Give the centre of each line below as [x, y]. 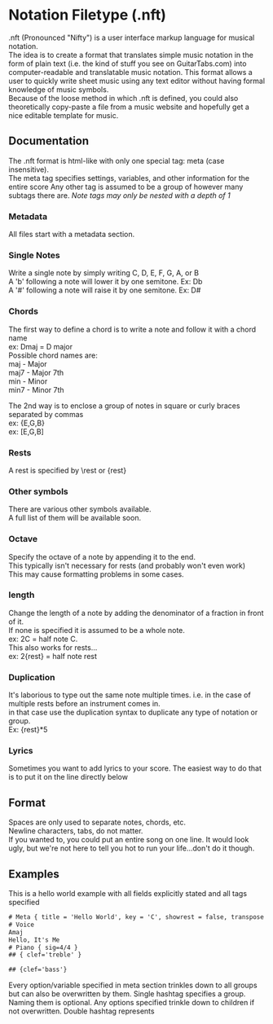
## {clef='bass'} [38, 970]
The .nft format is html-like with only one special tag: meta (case [117, 160]
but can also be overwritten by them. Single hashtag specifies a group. [127, 994]
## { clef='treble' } [45, 955]
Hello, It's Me [34, 940]
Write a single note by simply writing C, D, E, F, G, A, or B [104, 273]
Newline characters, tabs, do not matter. [76, 831]
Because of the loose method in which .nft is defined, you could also [123, 98]
